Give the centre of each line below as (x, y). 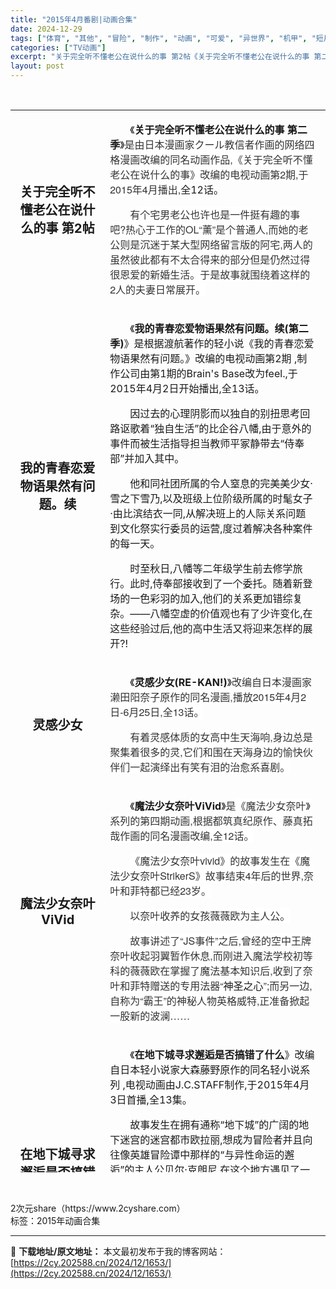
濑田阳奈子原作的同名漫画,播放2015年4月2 (208, 697)
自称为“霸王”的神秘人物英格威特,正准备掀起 (209, 1000)
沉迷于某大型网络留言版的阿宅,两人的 (226, 244)
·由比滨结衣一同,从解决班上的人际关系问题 (208, 513)
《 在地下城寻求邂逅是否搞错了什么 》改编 (222, 1054)
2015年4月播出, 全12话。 (166, 189)
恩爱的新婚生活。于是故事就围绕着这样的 (215, 274)
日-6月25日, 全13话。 (157, 712)
